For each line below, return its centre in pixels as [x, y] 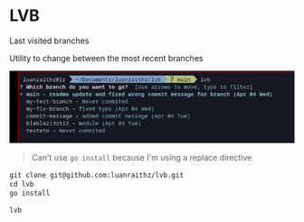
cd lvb [22, 184]
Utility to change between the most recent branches [106, 58]
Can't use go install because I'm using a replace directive [142, 157]
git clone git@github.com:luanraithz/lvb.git [96, 175]
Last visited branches [49, 41]
